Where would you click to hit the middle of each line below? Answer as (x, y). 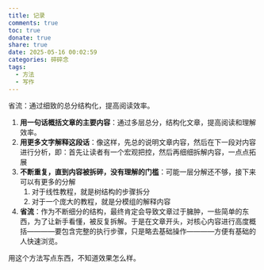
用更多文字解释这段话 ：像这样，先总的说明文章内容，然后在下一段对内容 (138, 142)
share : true (28, 45)
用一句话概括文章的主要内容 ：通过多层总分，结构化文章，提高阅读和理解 (138, 122)
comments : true (33, 23)
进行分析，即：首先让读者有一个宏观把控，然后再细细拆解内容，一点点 (134, 152)
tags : (17, 67)
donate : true (30, 38)
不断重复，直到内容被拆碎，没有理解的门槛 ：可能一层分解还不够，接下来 (138, 172)
